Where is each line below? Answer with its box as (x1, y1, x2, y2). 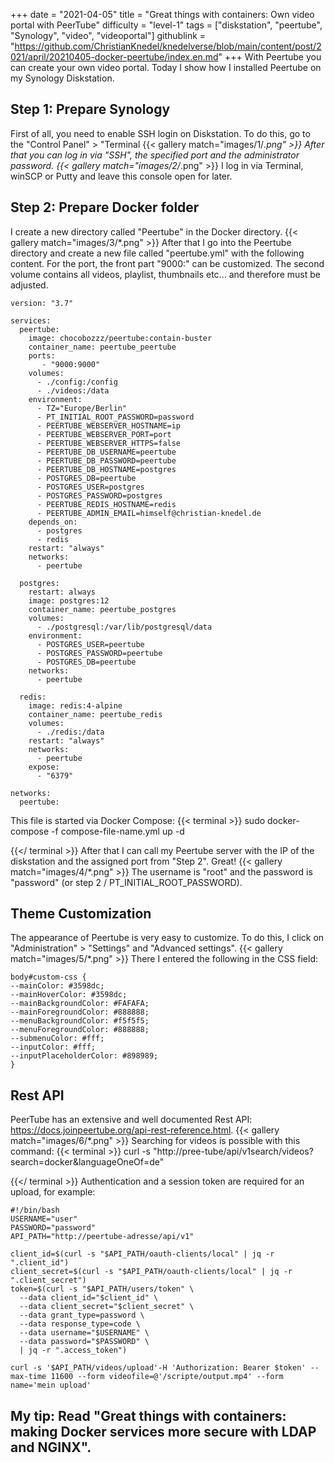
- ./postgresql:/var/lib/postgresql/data (36, 622, 213, 632)
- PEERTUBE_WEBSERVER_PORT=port (36, 429, 172, 439)
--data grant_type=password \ (19, 1310, 145, 1321)
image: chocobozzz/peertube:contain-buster (28, 333, 213, 343)
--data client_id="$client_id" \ (19, 1293, 159, 1303)
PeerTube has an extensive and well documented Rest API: (10, 1114, 253, 1126)
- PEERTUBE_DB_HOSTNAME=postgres (36, 464, 177, 474)
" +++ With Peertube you (218, 51, 322, 63)
